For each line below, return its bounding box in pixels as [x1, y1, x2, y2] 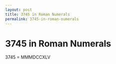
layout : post [5, 7, 32, 12]
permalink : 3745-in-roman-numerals [5, 16, 79, 21]
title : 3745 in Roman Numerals [5, 12, 70, 17]
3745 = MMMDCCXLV [5, 54, 51, 60]
